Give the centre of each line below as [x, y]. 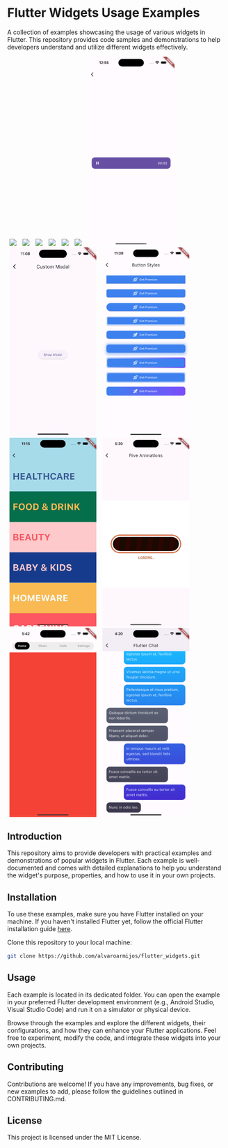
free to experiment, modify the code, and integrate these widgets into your [114, 1038]
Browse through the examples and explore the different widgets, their [107, 1022]
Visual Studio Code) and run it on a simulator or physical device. [99, 1009]
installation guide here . [40, 929]
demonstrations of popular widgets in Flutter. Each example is [96, 861]
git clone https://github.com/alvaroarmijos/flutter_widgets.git [104, 956]
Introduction [35, 836]
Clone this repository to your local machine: [70, 942]
